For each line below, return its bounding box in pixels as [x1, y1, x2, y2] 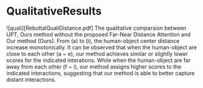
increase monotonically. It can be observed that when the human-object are [6, 44, 197, 51]
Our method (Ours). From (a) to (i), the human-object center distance [6, 37, 180, 44]
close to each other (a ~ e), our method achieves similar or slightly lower [6, 50, 188, 57]
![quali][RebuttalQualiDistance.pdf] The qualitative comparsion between [6, 24, 187, 32]
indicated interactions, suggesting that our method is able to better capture [6, 69, 195, 76]
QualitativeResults [6, 4, 102, 18]
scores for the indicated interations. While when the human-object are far [6, 56, 191, 64]
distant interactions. [6, 76, 57, 83]
